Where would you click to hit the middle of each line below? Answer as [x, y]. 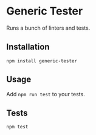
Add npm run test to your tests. [46, 94]
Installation [28, 47]
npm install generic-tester [42, 61]
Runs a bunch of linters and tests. [48, 28]
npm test [17, 127]
